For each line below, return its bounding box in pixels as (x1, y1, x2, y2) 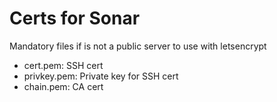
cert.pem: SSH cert (23, 59, 104, 71)
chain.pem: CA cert (23, 80, 104, 92)
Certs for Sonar (9, 7, 141, 30)
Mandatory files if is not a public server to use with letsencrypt (9, 40, 267, 52)
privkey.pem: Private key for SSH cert (23, 70, 179, 82)
